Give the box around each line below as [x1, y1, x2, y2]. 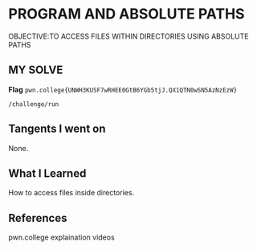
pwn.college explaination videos [8, 232, 115, 242]
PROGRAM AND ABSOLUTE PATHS [8, 5, 245, 23]
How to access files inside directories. [8, 188, 135, 198]
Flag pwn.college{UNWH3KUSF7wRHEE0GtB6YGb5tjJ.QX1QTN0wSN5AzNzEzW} [8, 84, 238, 94]
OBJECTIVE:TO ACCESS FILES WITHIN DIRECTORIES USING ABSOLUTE [8, 31, 249, 41]
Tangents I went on [8, 122, 106, 136]
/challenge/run [8, 100, 59, 109]
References [8, 211, 67, 225]
